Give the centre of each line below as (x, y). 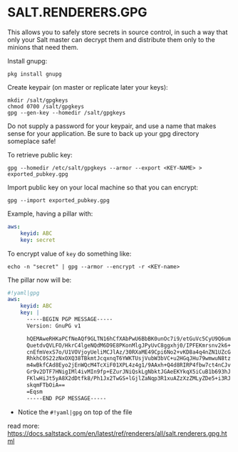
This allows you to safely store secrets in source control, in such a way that (118, 32)
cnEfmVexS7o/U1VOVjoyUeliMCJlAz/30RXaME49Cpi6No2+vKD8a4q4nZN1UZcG (129, 352)
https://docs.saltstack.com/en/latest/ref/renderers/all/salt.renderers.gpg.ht (117, 433)
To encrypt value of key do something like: (69, 253)
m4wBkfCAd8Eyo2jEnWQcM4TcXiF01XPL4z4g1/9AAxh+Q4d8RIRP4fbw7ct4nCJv (129, 365)
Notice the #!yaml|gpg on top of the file (75, 412)
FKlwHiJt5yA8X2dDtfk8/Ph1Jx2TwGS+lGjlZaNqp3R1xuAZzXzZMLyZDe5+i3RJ (129, 379)
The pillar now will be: (40, 280)
